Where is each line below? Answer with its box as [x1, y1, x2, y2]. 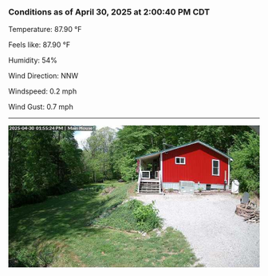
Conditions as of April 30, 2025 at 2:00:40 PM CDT [8, 6, 210, 18]
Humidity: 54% [8, 55, 58, 66]
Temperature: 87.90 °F [8, 25, 82, 34]
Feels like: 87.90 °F [8, 40, 70, 50]
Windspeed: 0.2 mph [8, 86, 77, 96]
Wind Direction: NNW [8, 71, 79, 81]
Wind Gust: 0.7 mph [8, 102, 73, 112]
